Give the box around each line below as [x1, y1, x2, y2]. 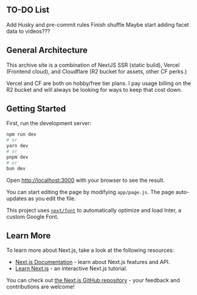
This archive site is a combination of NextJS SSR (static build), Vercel [6, 61, 180, 69]
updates [6, 195, 27, 202]
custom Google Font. [6, 213, 59, 220]
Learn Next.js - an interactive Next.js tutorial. [15, 265, 128, 272]
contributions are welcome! [6, 283, 75, 291]
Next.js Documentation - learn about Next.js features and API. [15, 259, 170, 266]
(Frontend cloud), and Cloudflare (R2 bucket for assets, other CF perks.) [6, 68, 187, 75]
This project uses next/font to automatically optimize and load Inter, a [6, 206, 182, 213]
